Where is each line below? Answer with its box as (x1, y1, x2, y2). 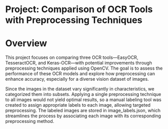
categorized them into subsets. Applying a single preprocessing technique (5, 91, 161, 98)
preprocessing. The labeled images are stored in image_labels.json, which (5, 108, 161, 114)
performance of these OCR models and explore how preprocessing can (5, 71, 155, 77)
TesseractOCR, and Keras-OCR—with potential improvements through (5, 60, 152, 66)
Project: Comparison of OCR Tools (5, 4, 153, 15)
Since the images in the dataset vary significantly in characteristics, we (5, 86, 154, 92)
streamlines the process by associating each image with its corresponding (5, 113, 161, 119)
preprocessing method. (5, 118, 54, 124)
